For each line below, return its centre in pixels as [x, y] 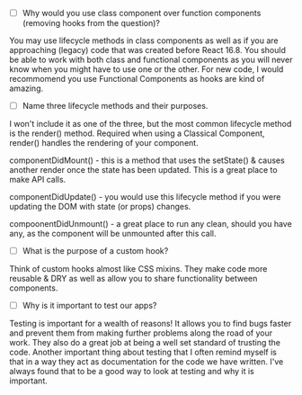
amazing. [26, 88]
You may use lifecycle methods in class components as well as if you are [144, 40]
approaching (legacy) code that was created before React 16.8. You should [147, 50]
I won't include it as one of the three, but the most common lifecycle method [151, 124]
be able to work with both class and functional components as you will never [151, 60]
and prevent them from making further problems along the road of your [141, 333]
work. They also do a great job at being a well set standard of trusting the [145, 343]
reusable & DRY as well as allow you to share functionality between [133, 279]
